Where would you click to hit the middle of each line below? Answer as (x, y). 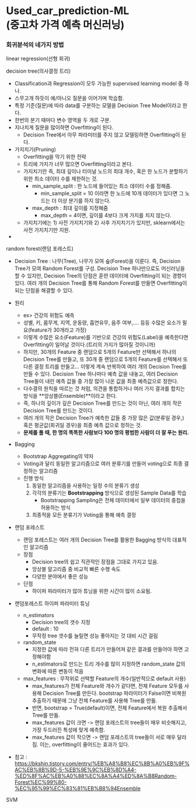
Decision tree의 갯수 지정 (61, 622)
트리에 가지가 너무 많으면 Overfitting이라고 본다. (78, 164)
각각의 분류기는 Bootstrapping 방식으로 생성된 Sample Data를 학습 (109, 493)
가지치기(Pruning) (35, 149)
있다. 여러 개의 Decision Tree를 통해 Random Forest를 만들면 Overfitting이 (101, 283)
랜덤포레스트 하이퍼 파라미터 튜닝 (52, 604)
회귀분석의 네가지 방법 (35, 45)
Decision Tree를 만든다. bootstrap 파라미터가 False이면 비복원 (115, 693)
